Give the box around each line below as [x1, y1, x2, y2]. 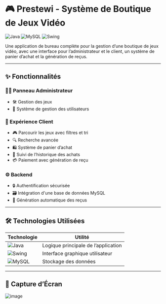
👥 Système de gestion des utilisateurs [12, 106, 89, 112]
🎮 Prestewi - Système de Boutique [5, 3, 152, 15]
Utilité [75, 234, 89, 241]
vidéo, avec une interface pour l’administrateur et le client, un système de [5, 48, 155, 54]
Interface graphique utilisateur [42, 250, 113, 257]
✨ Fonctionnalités [5, 72, 61, 81]
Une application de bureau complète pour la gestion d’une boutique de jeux [5, 43, 159, 49]
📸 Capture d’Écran [5, 280, 63, 288]
